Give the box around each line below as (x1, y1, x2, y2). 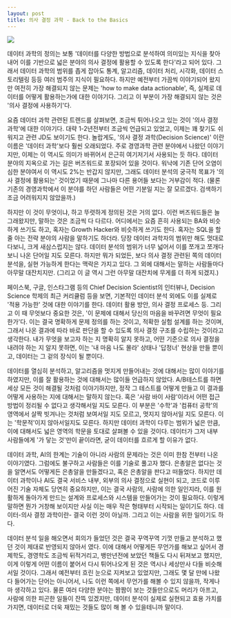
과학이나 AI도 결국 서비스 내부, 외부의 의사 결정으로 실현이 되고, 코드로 (19, 476, 208, 484)
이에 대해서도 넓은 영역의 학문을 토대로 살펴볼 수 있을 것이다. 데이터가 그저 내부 (7, 427, 219, 435)
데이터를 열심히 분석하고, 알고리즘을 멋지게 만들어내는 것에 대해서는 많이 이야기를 (7, 366, 225, 375)
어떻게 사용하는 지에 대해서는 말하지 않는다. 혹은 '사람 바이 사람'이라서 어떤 (7, 392, 208, 401)
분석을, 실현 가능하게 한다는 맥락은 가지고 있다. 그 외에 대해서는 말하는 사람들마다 (7, 259, 224, 268)
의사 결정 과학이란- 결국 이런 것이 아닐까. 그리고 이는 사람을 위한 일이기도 (21, 510, 217, 519)
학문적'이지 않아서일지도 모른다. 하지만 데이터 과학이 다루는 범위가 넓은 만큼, (16, 418, 221, 426)
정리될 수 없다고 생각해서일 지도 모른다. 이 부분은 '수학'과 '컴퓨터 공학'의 (25, 401, 219, 409)
